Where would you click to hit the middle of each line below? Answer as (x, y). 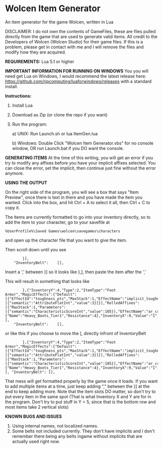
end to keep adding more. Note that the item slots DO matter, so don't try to (81, 391)
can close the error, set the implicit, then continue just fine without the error (81, 168)
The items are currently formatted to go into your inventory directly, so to (78, 217)
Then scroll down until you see (36, 249)
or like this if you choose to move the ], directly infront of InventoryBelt (76, 333)
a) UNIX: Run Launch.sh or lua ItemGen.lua (55, 133)
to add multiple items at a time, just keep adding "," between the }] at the (77, 386)
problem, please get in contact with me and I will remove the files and (74, 47)
